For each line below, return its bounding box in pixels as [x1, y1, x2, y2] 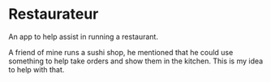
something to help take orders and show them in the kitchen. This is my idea [8, 56, 264, 66]
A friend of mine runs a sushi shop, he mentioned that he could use [8, 47, 234, 57]
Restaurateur [8, 5, 99, 24]
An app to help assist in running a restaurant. [8, 32, 158, 41]
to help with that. [8, 64, 65, 74]
